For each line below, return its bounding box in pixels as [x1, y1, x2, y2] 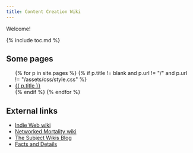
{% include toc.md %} [6, 36, 61, 43]
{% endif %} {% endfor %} [14, 89, 81, 96]
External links [6, 105, 58, 116]
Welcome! [6, 25, 31, 32]
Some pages [6, 54, 53, 64]
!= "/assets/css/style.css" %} [14, 76, 87, 83]
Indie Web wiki [14, 121, 51, 129]
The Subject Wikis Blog [14, 135, 72, 142]
